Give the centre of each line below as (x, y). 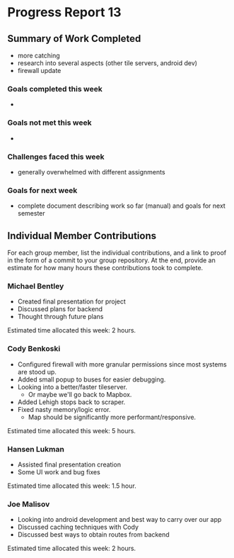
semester (31, 213)
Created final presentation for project (71, 301)
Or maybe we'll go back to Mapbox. (80, 394)
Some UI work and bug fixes (59, 471)
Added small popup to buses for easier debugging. (92, 379)
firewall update (39, 71)
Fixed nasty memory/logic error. (64, 409)
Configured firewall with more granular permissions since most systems (122, 364)
